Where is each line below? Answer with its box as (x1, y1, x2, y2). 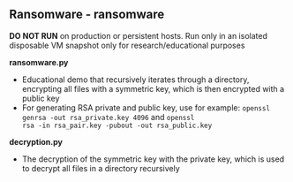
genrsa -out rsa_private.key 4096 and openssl (21, 111, 195, 122)
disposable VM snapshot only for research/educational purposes (9, 40, 245, 50)
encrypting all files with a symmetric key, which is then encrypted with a (21, 83, 285, 94)
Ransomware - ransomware (9, 7, 165, 22)
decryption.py (9, 136, 64, 147)
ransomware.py (9, 57, 69, 67)
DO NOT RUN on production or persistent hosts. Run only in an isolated (9, 30, 267, 41)
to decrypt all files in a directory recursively (21, 163, 181, 173)
